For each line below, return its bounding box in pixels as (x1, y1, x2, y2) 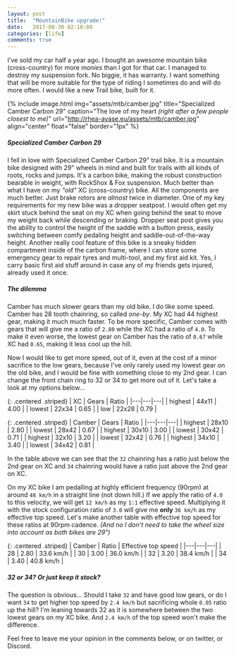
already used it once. (7, 269, 69, 277)
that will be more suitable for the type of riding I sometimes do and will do (7, 78, 221, 87)
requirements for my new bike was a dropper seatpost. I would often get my (7, 201, 228, 209)
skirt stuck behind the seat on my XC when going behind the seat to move (7, 209, 222, 217)
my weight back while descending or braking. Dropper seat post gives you (7, 216, 223, 224)
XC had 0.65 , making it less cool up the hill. (7, 340, 132, 348)
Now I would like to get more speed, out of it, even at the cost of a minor (7, 353, 217, 362)
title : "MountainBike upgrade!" (7, 17, 106, 24)
